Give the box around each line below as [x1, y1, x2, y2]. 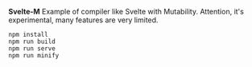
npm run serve [8, 45, 56, 53]
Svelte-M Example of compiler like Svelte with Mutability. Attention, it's [8, 7, 244, 16]
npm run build [8, 37, 56, 45]
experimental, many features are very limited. [8, 15, 159, 25]
